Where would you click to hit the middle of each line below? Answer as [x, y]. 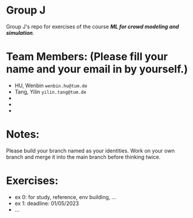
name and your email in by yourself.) [97, 69]
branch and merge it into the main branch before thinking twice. [83, 157]
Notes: [23, 135]
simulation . [20, 32]
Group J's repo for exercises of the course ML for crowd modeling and [93, 27]
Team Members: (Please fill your [87, 57]
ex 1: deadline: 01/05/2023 [47, 203]
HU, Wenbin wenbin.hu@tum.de [51, 85]
